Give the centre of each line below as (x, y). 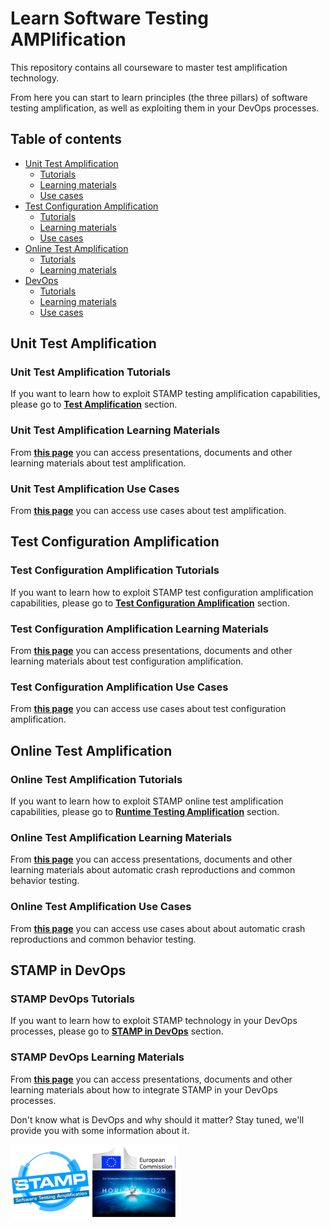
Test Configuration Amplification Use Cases (119, 687)
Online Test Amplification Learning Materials (121, 837)
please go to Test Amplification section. (94, 404)
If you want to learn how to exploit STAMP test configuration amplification (162, 592)
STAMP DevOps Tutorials (73, 999)
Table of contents (66, 139)
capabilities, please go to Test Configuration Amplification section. (150, 603)
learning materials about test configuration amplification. (127, 661)
